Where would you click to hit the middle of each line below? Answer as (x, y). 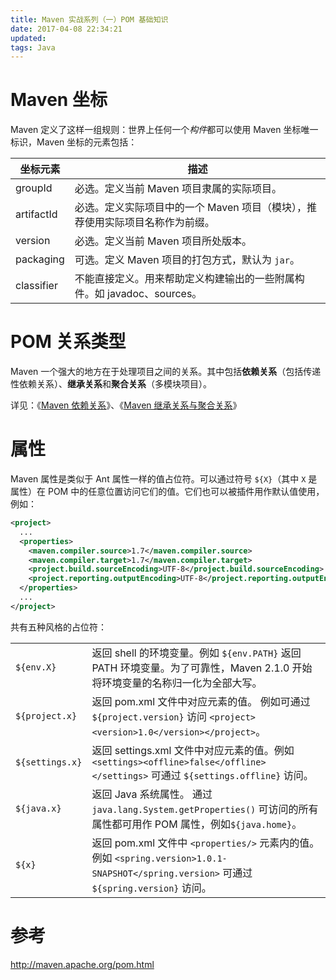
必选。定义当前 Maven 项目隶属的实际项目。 (178, 189)
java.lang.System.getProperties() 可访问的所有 (205, 809)
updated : (28, 38)
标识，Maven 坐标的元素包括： (74, 142)
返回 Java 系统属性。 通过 (152, 794)
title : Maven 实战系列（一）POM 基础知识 (89, 19)
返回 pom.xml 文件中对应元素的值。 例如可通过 (201, 701)
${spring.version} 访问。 (151, 888)
